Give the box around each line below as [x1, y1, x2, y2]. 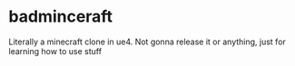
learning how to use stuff [8, 45, 102, 56]
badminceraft [8, 6, 113, 27]
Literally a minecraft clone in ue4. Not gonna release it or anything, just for [8, 36, 287, 47]
